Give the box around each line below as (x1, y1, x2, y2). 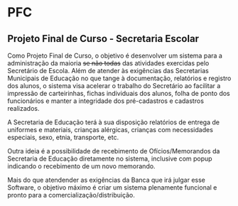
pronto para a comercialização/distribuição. (7, 191, 135, 199)
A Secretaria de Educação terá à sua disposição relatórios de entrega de (7, 118, 220, 126)
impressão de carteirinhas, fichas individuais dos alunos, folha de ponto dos (7, 90, 230, 97)
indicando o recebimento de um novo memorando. (7, 162, 156, 170)
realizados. (7, 104, 40, 112)
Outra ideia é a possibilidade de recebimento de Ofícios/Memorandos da (7, 147, 220, 155)
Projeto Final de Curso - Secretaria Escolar (7, 33, 200, 45)
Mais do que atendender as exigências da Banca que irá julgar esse (7, 175, 206, 184)
